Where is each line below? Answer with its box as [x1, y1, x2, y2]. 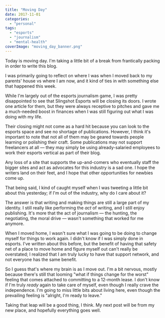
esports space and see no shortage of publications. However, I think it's [5, 128, 151, 134]
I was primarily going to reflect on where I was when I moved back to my [5, 72, 153, 78]
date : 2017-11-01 [5, 12, 41, 17]
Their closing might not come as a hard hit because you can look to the [5, 123, 149, 129]
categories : [5, 16, 30, 21]
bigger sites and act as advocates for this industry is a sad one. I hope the [5, 164, 155, 170]
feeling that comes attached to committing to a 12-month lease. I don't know [5, 276, 160, 282]
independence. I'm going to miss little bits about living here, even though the [5, 287, 161, 293]
